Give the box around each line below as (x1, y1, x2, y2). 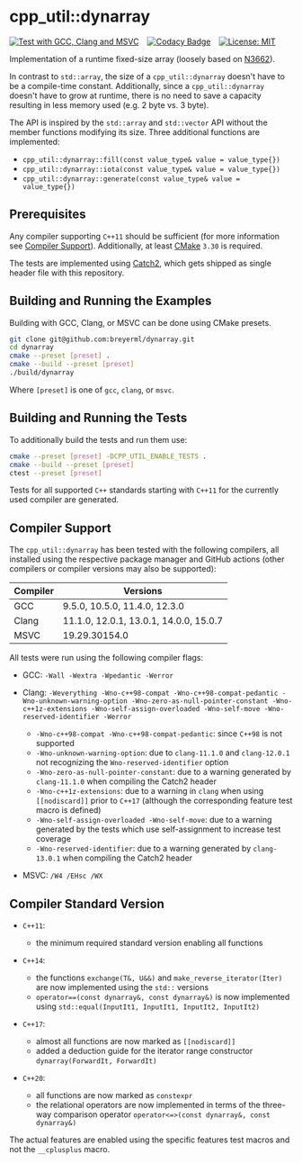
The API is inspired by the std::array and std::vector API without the (9, 117, 268, 128)
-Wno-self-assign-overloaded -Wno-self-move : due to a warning (35, 815, 272, 825)
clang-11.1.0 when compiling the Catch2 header (35, 776, 218, 787)
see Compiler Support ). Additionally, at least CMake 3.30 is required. (9, 240, 263, 251)
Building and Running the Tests (9, 410, 188, 426)
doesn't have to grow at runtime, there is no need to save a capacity (9, 90, 262, 101)
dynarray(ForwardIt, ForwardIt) (35, 1057, 157, 1066)
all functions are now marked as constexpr (35, 1090, 193, 1100)
